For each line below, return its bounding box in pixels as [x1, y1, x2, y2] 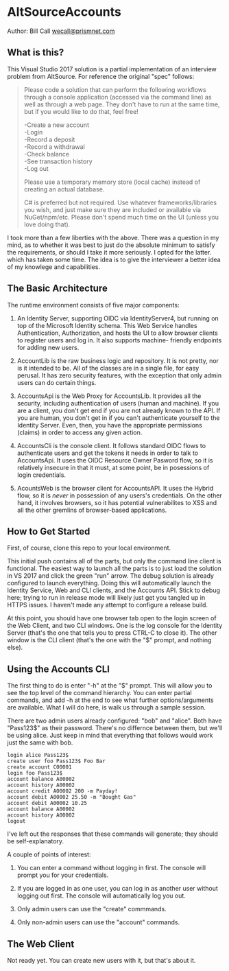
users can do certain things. [16, 378, 97, 386]
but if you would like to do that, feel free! [23, 107, 138, 115]
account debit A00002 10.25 [7, 800, 88, 807]
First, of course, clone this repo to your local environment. [7, 543, 171, 552]
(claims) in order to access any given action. [16, 428, 143, 436]
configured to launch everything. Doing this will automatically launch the [7, 579, 211, 587]
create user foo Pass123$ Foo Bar [7, 758, 106, 765]
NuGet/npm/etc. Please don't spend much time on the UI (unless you [23, 213, 219, 221]
